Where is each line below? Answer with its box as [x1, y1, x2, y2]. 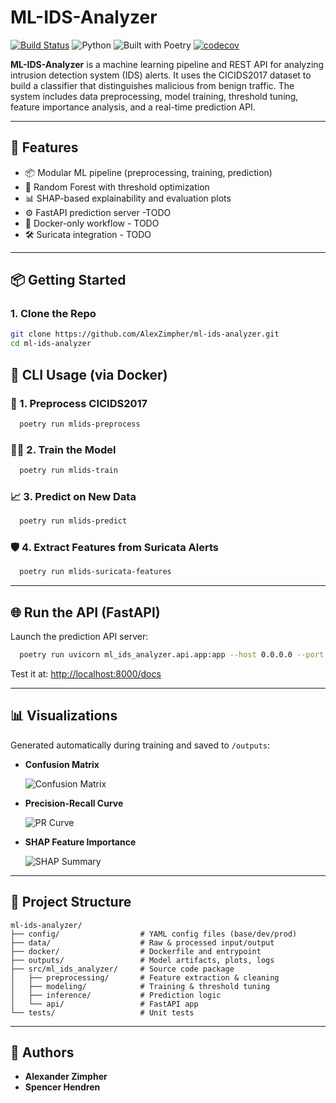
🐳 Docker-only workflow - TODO [24, 217, 160, 229]
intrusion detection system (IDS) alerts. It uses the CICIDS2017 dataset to [10, 69, 312, 81]
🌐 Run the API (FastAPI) [10, 604, 161, 621]
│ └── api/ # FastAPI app [10, 999, 199, 1009]
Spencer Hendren [24, 1081, 101, 1093]
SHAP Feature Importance [24, 836, 137, 848]
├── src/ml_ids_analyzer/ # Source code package [10, 964, 235, 974]
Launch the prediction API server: [10, 631, 149, 643]
